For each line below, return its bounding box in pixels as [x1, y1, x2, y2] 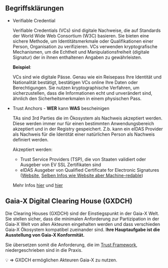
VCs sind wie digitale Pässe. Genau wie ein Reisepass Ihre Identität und [12, 73, 162, 80]
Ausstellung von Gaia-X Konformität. [5, 232, 85, 238]
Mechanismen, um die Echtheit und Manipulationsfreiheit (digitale [12, 49, 150, 55]
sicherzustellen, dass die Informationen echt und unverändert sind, [12, 90, 153, 96]
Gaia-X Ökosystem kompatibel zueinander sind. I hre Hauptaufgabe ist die [5, 226, 160, 233]
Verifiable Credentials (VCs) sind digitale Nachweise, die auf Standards [12, 27, 161, 33]
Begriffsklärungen [5, 4, 64, 13]
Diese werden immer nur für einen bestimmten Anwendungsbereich [12, 120, 154, 126]
